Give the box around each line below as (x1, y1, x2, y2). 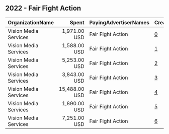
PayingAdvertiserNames (89, 19, 150, 26)
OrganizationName (8, 19, 54, 26)
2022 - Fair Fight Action (5, 4, 81, 13)
